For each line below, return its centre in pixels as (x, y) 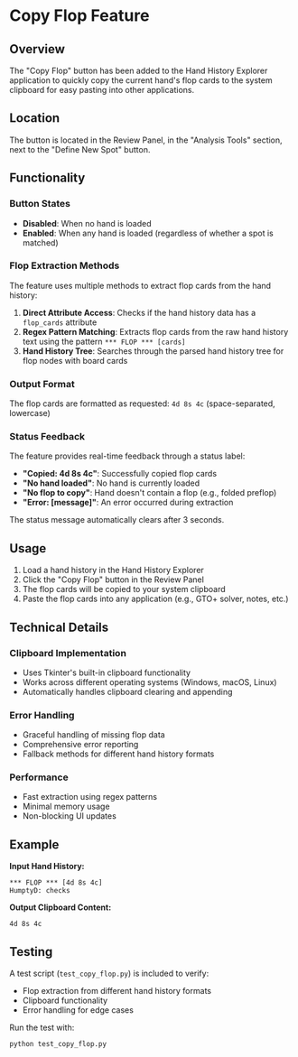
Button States (40, 204)
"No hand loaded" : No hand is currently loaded (111, 483)
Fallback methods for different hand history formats (118, 754)
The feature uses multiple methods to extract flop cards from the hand (140, 285)
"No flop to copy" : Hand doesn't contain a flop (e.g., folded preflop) (149, 493)
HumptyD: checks (40, 891)
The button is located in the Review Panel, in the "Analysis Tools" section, (146, 140)
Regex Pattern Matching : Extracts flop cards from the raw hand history (155, 331)
